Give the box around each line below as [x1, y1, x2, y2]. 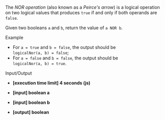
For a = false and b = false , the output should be [12, 55, 118, 61]
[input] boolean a [12, 90, 50, 95]
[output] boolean [12, 109, 49, 115]
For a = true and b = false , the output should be [12, 44, 116, 50]
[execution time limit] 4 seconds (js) [12, 80, 90, 86]
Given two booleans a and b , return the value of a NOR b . [5, 25, 123, 31]
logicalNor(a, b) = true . [12, 61, 67, 66]
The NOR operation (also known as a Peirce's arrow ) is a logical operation [5, 5, 160, 10]
